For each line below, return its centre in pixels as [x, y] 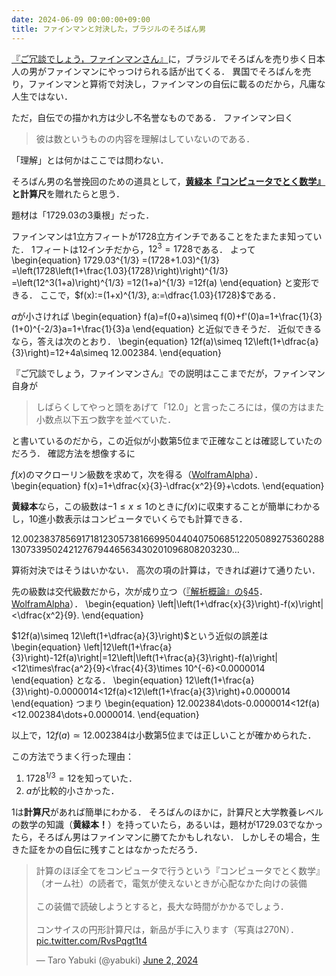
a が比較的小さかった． [72, 790]
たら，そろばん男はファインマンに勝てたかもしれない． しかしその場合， [161, 837]
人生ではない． [42, 96]
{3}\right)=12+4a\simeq [60, 353]
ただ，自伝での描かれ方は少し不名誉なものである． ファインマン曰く [152, 117]
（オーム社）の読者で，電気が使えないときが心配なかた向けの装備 [171, 883]
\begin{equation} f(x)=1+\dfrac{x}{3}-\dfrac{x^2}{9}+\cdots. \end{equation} [168, 486]
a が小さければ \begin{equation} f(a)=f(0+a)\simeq [115, 317]
